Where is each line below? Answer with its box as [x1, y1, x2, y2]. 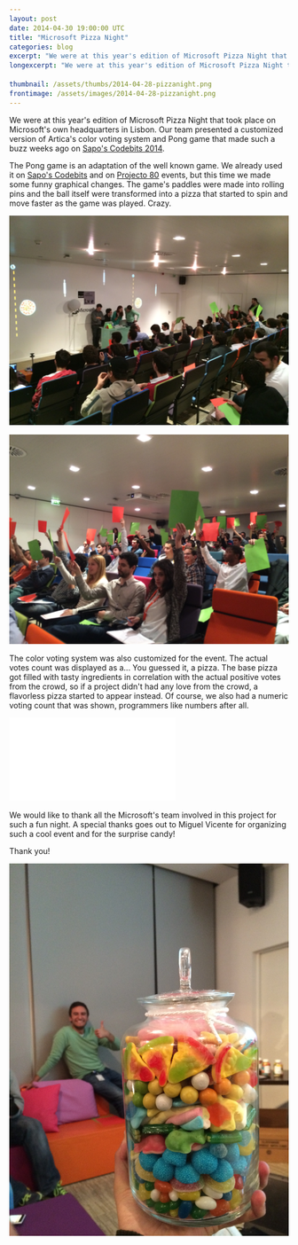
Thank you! [9, 845, 51, 856]
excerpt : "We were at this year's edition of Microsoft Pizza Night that [9, 51, 288, 61]
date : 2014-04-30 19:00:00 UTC [9, 23, 125, 33]
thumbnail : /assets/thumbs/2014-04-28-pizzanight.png [9, 80, 213, 89]
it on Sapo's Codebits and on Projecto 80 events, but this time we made [9, 169, 271, 180]
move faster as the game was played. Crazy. [9, 198, 172, 208]
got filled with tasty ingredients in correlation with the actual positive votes [9, 671, 281, 682]
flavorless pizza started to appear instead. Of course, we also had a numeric [9, 690, 288, 701]
